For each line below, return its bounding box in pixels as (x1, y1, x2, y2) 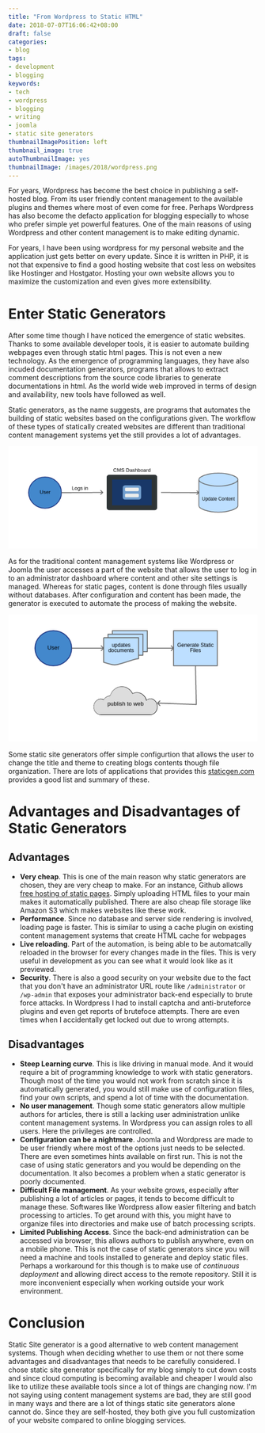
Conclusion (8, 1313, 85, 1332)
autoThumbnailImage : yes (8, 154, 90, 162)
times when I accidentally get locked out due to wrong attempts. (19, 1015, 229, 1024)
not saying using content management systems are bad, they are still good (8, 1390, 252, 1400)
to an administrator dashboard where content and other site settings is (8, 574, 238, 583)
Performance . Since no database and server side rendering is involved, (19, 913, 254, 923)
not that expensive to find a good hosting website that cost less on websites (8, 260, 256, 269)
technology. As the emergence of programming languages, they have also (8, 356, 250, 366)
